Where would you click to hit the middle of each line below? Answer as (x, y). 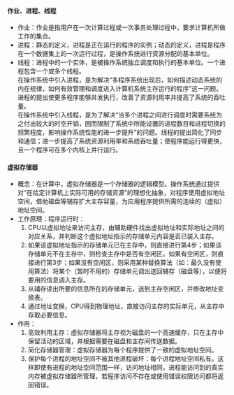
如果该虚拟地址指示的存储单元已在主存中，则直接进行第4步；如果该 (125, 245)
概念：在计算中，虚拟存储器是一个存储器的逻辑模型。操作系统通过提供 (118, 184)
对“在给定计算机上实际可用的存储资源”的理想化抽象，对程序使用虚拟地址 (121, 193)
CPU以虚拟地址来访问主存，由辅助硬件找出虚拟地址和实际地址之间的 (126, 228)
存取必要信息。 (49, 315)
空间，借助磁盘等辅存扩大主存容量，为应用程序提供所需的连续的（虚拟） (121, 201)
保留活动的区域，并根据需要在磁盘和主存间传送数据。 (104, 341)
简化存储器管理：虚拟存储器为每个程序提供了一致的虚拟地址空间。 (123, 350)
